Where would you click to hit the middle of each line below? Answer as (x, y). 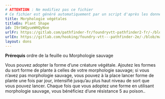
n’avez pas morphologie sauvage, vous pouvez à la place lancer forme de (80, 75)
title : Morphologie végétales (36, 19)
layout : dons (18, 42)
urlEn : (12, 37)
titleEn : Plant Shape (27, 23)
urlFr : (12, 32)
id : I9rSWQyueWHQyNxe (27, 28)
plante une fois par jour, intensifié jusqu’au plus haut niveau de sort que (77, 80)
